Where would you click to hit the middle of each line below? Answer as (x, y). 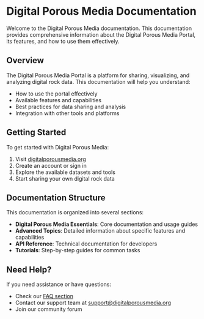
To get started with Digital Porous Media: (57, 147)
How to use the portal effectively (56, 94)
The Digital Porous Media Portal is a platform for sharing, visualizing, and (98, 75)
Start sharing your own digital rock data (65, 178)
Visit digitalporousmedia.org (51, 159)
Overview (25, 60)
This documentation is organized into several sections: (75, 212)
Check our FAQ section (44, 296)
